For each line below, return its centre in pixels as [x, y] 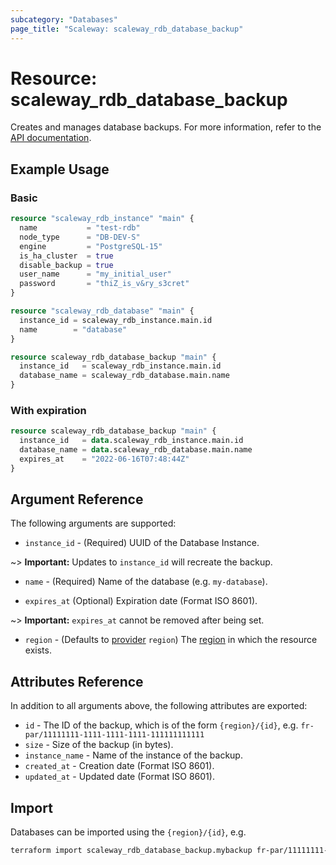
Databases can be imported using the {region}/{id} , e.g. [128, 832]
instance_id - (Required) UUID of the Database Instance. [142, 543]
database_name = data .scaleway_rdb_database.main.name [136, 450]
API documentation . [51, 138]
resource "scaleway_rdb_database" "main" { [102, 311]
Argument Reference [77, 499]
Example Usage [60, 169]
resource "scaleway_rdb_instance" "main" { [102, 219]
